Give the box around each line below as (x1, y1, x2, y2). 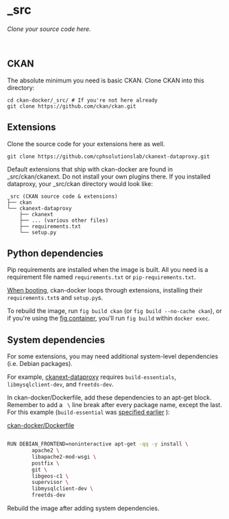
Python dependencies (7, 247, 104, 259)
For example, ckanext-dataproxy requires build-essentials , (7, 373, 176, 381)
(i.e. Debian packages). (7, 360, 73, 368)
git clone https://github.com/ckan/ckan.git (7, 102, 136, 110)
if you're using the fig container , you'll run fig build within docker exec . (7, 314, 210, 323)
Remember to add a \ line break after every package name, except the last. (7, 401, 223, 409)
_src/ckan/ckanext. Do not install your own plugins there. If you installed (7, 172, 211, 181)
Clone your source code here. (7, 25, 91, 33)
